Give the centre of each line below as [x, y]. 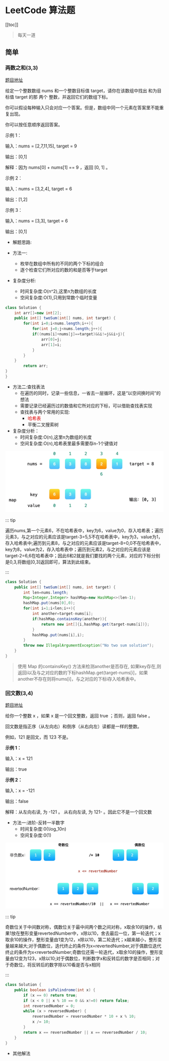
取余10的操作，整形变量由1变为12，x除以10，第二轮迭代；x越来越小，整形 [81, 940]
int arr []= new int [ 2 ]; [38, 313]
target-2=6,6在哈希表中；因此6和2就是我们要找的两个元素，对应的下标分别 [83, 555]
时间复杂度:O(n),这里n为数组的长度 [56, 437]
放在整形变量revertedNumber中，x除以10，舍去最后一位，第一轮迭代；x [86, 933]
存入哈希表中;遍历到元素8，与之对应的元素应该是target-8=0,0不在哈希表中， [84, 543]
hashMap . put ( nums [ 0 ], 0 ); [49, 603]
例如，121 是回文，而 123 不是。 [38, 737]
